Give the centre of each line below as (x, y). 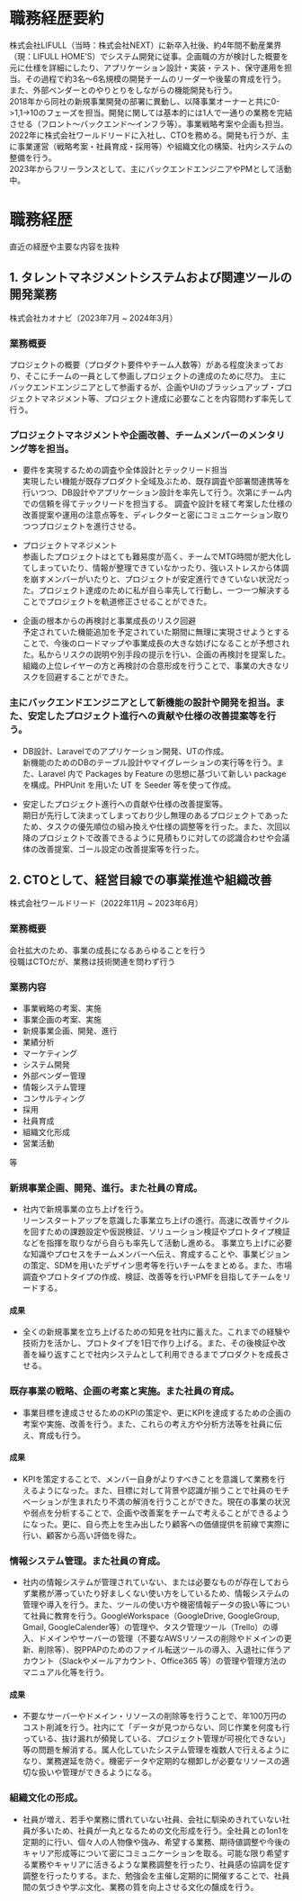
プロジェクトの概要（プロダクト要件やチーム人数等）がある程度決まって (142, 365)
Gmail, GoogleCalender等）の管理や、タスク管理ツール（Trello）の (147, 1627)
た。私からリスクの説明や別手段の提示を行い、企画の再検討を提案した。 (156, 654)
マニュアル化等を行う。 (66, 1672)
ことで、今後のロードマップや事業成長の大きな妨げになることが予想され (156, 644)
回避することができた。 (89, 677)
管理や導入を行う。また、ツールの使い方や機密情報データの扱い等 (144, 1605)
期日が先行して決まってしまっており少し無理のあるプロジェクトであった (155, 815)
